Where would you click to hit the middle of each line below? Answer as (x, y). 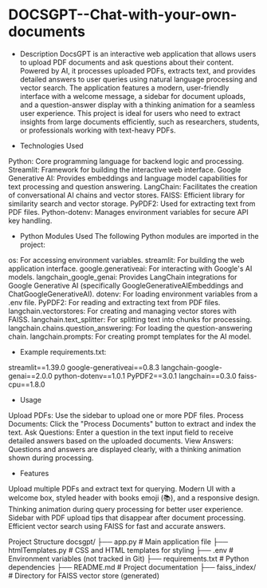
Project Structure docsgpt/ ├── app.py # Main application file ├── (118, 542)
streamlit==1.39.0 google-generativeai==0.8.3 (84, 367)
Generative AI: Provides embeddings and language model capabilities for (128, 178)
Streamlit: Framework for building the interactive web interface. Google (125, 169)
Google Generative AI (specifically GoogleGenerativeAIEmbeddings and (126, 285)
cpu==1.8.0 (27, 384)
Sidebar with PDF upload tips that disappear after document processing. (127, 518)
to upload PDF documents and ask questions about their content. (126, 62)
